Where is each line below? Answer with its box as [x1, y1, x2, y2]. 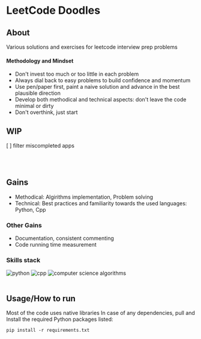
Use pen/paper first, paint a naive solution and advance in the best [14, 83, 180, 91]
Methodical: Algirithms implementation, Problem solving [14, 193, 154, 200]
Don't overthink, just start [14, 109, 78, 116]
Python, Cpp [14, 206, 46, 213]
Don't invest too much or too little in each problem [14, 70, 139, 78]
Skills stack [6, 256, 41, 265]
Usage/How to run [6, 293, 76, 304]
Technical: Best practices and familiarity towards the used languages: [14, 199, 187, 207]
